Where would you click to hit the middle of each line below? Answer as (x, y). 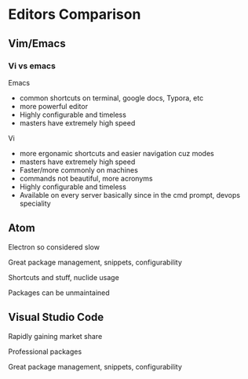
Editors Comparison (75, 15)
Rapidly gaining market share (55, 336)
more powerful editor (54, 106)
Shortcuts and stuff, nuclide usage (64, 277)
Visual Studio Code (56, 317)
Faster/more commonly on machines (79, 169)
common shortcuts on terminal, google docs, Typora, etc (111, 98)
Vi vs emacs (32, 66)
